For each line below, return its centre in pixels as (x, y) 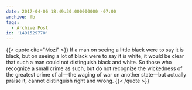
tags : (13, 22)
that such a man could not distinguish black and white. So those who (89, 63)
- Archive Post (30, 28)
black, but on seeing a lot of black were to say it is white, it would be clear (95, 56)
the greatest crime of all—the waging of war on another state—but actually (96, 75)
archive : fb (20, 17)
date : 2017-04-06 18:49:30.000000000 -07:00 (61, 11)
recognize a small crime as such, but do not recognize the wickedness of (94, 68)
